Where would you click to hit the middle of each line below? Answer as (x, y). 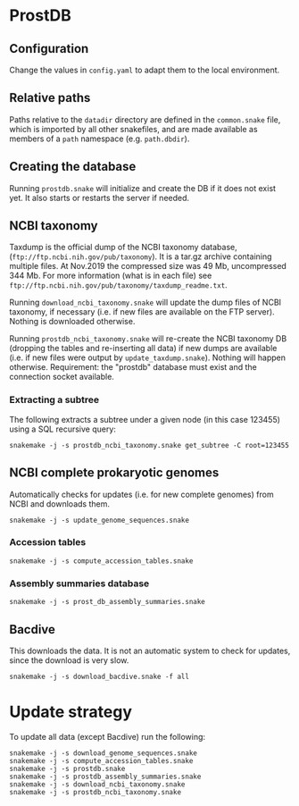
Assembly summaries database (79, 584)
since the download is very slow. (69, 660)
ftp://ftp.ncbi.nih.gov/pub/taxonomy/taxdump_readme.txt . (118, 285)
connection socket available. (62, 377)
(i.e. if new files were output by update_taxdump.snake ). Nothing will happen (147, 357)
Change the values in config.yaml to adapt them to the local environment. (145, 70)
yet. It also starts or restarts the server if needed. (100, 197)
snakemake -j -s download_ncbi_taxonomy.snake (97, 784)
